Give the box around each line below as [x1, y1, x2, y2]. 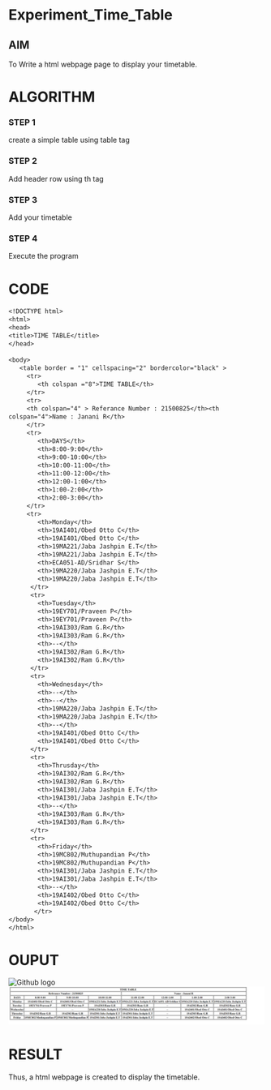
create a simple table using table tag [8, 135, 130, 145]
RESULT [8, 1045, 63, 1064]
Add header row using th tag [8, 174, 104, 183]
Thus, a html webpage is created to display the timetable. [8, 1072, 200, 1082]
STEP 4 [8, 233, 38, 244]
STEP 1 [8, 117, 36, 128]
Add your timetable [8, 212, 73, 222]
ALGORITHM [8, 88, 96, 106]
